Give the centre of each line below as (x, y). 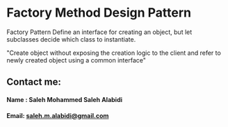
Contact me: (34, 82)
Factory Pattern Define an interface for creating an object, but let (99, 32)
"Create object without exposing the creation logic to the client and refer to (114, 53)
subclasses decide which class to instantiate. (71, 39)
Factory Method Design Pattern (99, 13)
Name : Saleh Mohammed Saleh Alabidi (65, 99)
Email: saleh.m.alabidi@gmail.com (58, 115)
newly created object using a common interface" (76, 60)
